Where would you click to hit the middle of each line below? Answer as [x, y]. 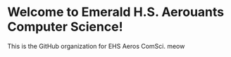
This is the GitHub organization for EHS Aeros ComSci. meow [96, 46]
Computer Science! [65, 27]
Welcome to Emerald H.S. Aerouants [116, 12]
